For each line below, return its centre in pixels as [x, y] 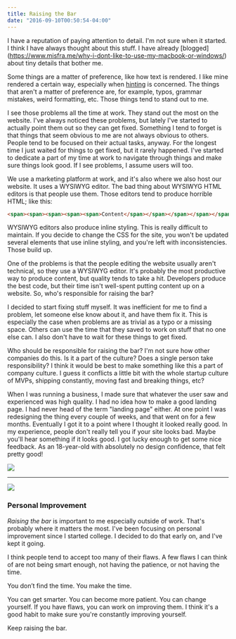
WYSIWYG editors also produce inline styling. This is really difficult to [108, 228]
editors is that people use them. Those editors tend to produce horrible [110, 194]
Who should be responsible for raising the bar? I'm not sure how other [109, 351]
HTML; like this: [30, 201]
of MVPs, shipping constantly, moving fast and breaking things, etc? [106, 380]
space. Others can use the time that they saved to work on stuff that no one [117, 330]
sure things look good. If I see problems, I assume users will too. [100, 165]
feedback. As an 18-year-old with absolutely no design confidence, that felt [116, 447]
